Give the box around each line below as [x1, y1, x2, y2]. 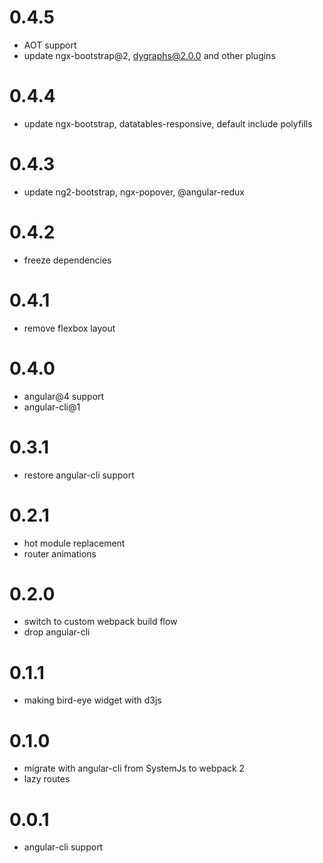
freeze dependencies [23, 254, 112, 266]
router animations [23, 547, 97, 560]
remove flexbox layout [23, 322, 116, 334]
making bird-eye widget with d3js [23, 694, 162, 706]
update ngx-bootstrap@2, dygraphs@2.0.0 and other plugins [23, 49, 276, 61]
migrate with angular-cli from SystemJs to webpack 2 [23, 762, 246, 775]
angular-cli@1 [23, 401, 81, 413]
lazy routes [23, 773, 71, 785]
